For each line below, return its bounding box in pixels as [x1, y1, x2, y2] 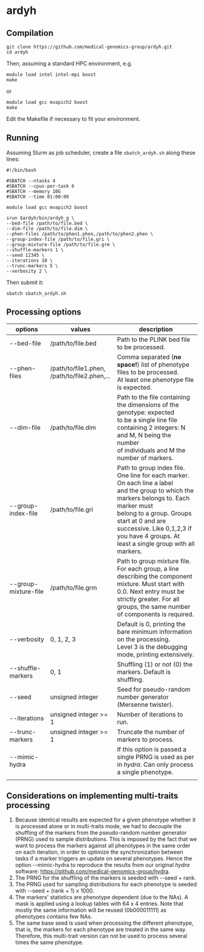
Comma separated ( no [117, 353, 182, 361]
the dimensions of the [117, 400, 179, 409]
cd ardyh [6, 49, 29, 55]
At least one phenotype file [117, 375, 194, 384]
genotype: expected [117, 408, 175, 416]
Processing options [6, 307, 82, 318]
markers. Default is [117, 667, 171, 676]
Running [6, 133, 39, 143]
